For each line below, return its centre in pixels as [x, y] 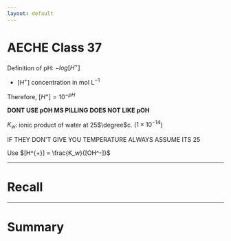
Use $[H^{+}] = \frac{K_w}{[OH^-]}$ [59, 153]
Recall [25, 187]
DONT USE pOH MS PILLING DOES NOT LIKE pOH [78, 110]
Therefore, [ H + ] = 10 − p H [41, 96]
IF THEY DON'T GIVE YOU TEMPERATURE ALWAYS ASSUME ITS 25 [104, 139]
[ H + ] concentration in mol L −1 [58, 82]
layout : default [30, 13]
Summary [35, 227]
